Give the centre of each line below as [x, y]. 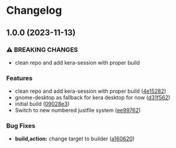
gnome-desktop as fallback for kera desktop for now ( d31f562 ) [92, 98]
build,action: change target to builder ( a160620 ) [75, 139]
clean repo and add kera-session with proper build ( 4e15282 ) [90, 91]
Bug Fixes [21, 126]
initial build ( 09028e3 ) [42, 104]
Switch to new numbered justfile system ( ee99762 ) [78, 110]
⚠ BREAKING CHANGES [42, 50]
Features [19, 78]
